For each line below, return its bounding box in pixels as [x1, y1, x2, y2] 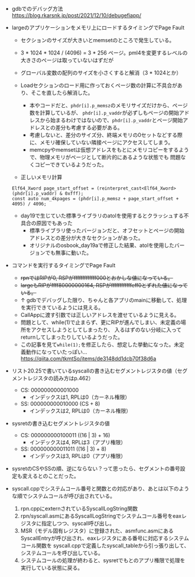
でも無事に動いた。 [45, 249, 92, 256]
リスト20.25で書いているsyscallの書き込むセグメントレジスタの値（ [11, 367, 177, 374]
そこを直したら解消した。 [31, 89, 93, 96]
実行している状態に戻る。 [20, 565, 83, 571]
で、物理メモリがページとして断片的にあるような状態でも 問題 [29, 153, 181, 161]
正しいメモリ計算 [20, 174, 63, 181]
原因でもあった [36, 220, 73, 226]
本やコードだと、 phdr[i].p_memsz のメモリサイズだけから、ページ [29, 102, 188, 108]
